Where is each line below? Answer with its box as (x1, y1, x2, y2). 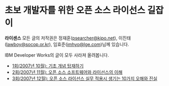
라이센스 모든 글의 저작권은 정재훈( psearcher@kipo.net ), (5, 35, 118, 41)
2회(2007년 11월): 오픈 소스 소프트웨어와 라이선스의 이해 (12, 69, 123, 75)
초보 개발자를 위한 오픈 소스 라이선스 (5, 5, 146, 16)
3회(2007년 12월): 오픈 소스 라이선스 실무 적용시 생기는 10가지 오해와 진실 (12, 75, 157, 81)
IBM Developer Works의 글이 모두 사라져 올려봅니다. (5, 52, 109, 58)
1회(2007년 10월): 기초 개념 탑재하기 (12, 63, 84, 69)
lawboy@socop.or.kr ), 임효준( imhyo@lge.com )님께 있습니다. (6, 41, 129, 47)
